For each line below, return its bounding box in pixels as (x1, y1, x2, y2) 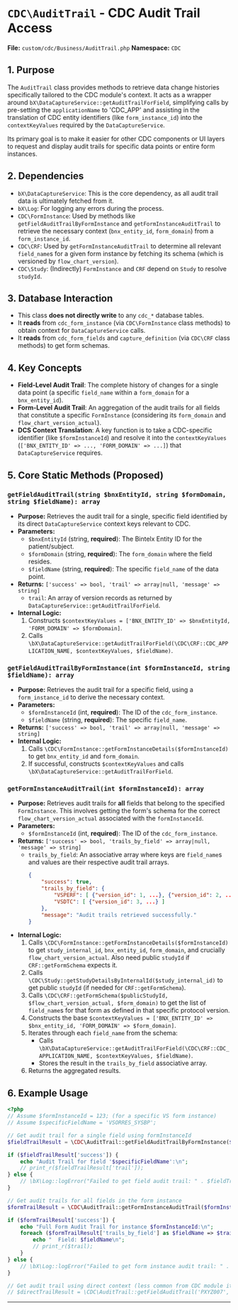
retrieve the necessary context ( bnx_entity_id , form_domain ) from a (17, 226, 214, 235)
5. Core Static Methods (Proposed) (7, 469, 164, 481)
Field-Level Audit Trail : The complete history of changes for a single (17, 381, 219, 390)
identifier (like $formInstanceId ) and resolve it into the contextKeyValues (17, 434, 227, 442)
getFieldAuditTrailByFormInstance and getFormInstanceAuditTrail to (17, 219, 221, 228)
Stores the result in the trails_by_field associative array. (38, 1059, 208, 1067)
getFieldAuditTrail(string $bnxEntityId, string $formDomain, (7, 490, 227, 498)
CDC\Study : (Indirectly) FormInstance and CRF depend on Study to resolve (17, 264, 227, 273)
